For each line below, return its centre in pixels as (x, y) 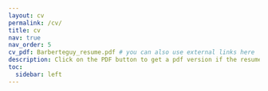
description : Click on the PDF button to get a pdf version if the (123, 60)
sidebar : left (39, 74)
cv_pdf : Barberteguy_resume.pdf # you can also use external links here (132, 52)
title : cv (25, 30)
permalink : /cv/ (35, 23)
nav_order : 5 (30, 45)
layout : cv (26, 15)
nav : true (25, 38)
